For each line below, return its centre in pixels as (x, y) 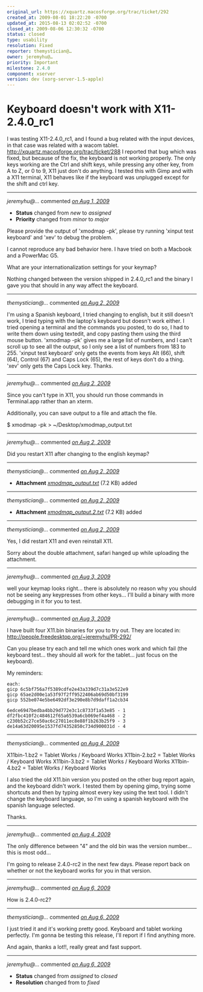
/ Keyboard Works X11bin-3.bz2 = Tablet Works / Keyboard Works (89, 762)
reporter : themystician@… (39, 51)
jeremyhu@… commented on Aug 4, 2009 (59, 834)
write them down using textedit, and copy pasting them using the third (94, 334)
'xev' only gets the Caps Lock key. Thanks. (60, 366)
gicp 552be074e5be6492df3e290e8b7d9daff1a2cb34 (68, 700)
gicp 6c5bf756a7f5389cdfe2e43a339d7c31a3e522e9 (68, 690)
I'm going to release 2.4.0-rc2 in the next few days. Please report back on (98, 864)
